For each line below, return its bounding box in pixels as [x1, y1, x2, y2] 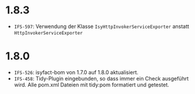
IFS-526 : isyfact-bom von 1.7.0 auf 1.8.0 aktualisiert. [14, 68, 139, 76]
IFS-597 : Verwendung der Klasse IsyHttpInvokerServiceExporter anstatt [14, 23, 189, 30]
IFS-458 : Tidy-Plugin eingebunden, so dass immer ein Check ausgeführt [14, 75, 189, 82]
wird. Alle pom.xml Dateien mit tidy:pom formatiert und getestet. [14, 81, 170, 88]
